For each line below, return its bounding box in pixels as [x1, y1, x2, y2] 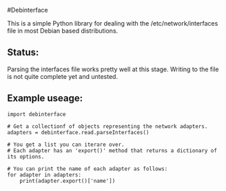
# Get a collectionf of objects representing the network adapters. [7, 122, 208, 130]
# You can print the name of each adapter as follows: [7, 165, 168, 172]
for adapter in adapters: [7, 171, 81, 179]
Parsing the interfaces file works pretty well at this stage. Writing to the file [7, 65, 219, 73]
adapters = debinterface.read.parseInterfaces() [7, 129, 150, 136]
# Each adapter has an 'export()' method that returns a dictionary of [7, 147, 217, 154]
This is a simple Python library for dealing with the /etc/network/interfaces [7, 19, 218, 27]
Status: [7, 46, 39, 58]
